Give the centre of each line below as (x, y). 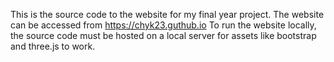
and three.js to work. (53, 46)
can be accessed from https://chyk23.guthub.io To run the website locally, (163, 25)
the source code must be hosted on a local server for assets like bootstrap (163, 35)
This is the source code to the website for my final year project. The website (167, 14)
